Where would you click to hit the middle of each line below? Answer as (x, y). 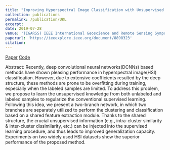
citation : (16, 43)
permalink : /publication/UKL (36, 19)
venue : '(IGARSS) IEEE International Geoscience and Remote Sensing (79, 33)
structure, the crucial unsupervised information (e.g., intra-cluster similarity (84, 120)
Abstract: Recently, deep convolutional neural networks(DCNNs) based (79, 67)
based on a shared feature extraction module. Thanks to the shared (75, 115)
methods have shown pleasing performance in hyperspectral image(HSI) (81, 72)
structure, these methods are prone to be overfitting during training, (76, 83)
